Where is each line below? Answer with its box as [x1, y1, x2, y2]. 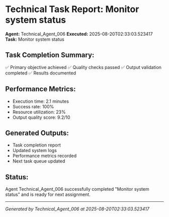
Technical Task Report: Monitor [5, 4, 139, 15]
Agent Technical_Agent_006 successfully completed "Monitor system [5, 186, 149, 192]
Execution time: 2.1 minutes [12, 98, 69, 104]
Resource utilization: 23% [12, 109, 66, 115]
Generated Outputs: [5, 128, 69, 137]
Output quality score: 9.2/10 [12, 114, 70, 120]
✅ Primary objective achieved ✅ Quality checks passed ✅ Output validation [5, 64, 162, 70]
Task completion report [12, 142, 61, 148]
